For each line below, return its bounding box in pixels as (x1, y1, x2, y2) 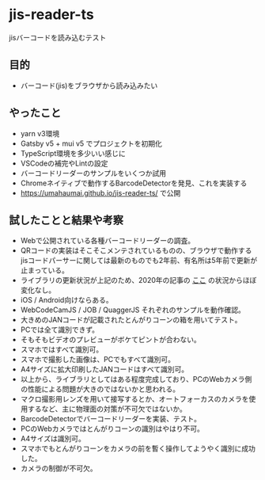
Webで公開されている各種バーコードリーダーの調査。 (20, 236, 195, 246)
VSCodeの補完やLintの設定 (20, 158, 108, 168)
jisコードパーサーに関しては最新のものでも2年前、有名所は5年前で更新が (20, 256, 258, 265)
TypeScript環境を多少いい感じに (20, 148, 126, 158)
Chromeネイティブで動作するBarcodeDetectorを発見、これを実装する (20, 178, 248, 188)
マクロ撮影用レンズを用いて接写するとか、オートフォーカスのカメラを (20, 394, 249, 404)
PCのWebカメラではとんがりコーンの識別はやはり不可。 (20, 424, 205, 433)
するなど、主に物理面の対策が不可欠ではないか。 (27, 404, 187, 413)
